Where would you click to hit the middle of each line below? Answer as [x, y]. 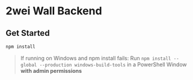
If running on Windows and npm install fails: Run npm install [96, 58]
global [29, 65]
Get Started [28, 33]
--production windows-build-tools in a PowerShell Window [113, 64]
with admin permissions [51, 70]
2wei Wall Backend [54, 11]
